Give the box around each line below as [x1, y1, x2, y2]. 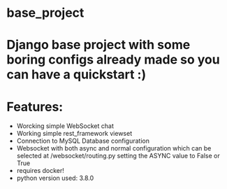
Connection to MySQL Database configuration [16, 136, 149, 145]
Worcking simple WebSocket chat [16, 122, 115, 130]
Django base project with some [6, 37, 191, 53]
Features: [6, 99, 64, 115]
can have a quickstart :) [6, 66, 147, 83]
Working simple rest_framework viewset [16, 129, 133, 138]
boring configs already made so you [6, 52, 221, 68]
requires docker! [16, 167, 64, 175]
